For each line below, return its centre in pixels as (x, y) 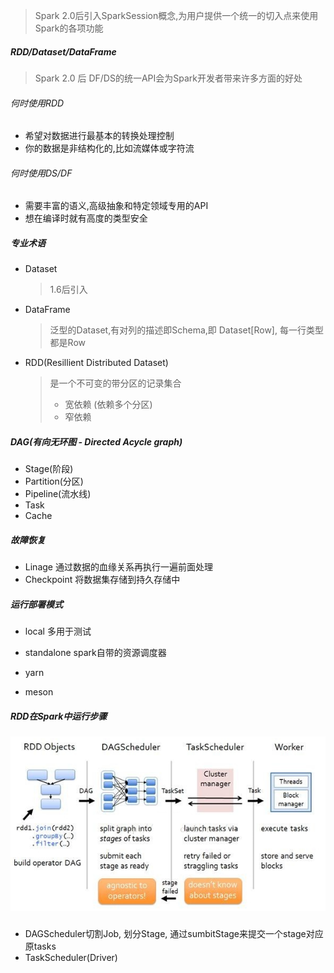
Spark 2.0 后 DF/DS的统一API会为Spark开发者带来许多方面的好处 (168, 78)
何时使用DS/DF (41, 173)
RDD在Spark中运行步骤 (59, 716)
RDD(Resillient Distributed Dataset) (96, 363)
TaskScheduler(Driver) (71, 958)
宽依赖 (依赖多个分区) (108, 405)
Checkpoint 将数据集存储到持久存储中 (102, 580)
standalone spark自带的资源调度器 (95, 653)
